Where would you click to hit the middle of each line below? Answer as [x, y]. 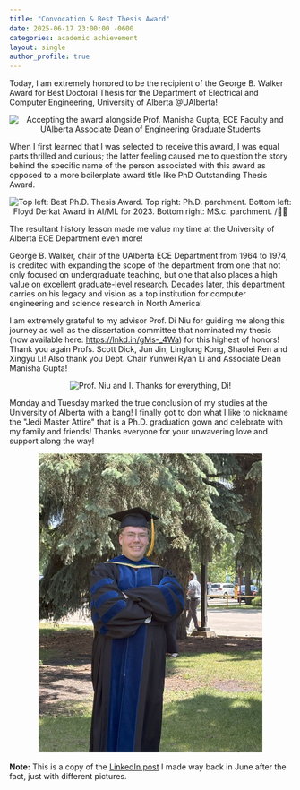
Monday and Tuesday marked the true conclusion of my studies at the [138, 403]
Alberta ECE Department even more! [76, 238]
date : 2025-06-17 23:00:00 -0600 [72, 28]
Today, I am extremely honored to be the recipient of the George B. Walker [146, 83]
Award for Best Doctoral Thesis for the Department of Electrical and [134, 93]
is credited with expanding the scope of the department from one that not [145, 265]
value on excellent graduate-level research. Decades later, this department [147, 284]
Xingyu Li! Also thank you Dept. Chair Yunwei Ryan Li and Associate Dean [146, 359]
